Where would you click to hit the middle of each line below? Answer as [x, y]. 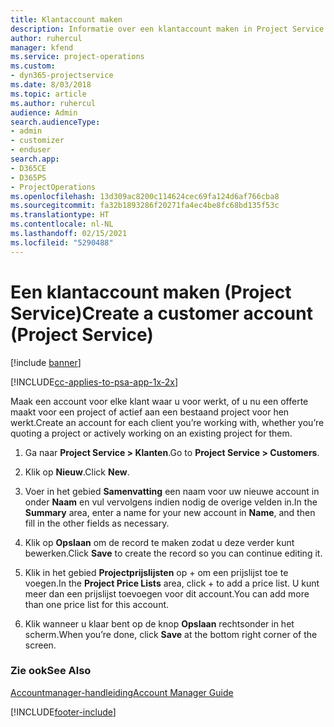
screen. [40, 645]
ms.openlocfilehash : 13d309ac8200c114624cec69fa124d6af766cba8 [145, 196]
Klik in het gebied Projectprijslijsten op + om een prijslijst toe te [156, 572]
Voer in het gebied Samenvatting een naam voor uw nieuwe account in [172, 491]
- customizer [37, 141]
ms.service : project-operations [77, 57]
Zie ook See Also [51, 671]
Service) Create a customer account [161, 313]
